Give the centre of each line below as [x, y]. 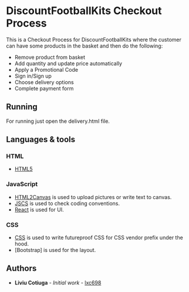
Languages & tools [41, 140]
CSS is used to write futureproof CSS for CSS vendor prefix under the [99, 238]
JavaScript [22, 184]
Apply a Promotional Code [46, 69]
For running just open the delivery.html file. [58, 121]
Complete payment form [44, 88]
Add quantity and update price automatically [68, 63]
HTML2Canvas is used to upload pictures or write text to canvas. [93, 197]
